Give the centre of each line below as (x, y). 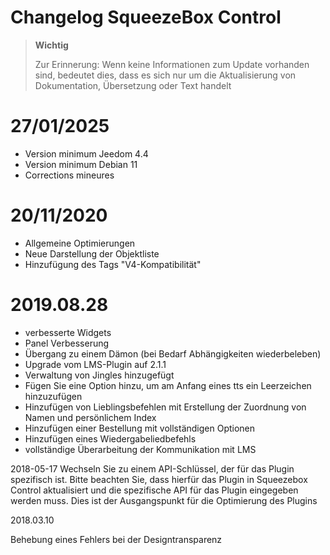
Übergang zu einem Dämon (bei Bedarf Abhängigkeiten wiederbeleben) (173, 353)
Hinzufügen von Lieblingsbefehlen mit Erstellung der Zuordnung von (165, 407)
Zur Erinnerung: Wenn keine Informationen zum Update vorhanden (172, 64)
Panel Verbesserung (67, 343)
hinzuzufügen (53, 396)
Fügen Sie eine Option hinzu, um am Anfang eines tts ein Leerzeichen (168, 385)
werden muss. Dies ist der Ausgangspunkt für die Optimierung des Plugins (164, 500)
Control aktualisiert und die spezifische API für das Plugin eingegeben (154, 490)
